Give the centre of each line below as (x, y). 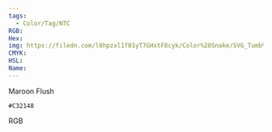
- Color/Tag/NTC (43, 23)
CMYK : (17, 53)
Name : (17, 68)
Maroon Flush (32, 91)
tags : (17, 16)
